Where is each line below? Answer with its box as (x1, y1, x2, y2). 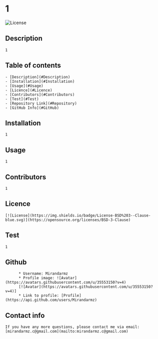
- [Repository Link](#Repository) (5, 101, 77, 106)
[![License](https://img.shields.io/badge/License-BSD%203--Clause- (5, 213, 151, 218)
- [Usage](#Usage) (5, 83, 43, 88)
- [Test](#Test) (5, 96, 39, 101)
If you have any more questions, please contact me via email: (5, 324, 140, 329)
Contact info (5, 311, 45, 319)
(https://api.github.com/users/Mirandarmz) (5, 297, 97, 303)
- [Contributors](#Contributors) (5, 92, 75, 97)
